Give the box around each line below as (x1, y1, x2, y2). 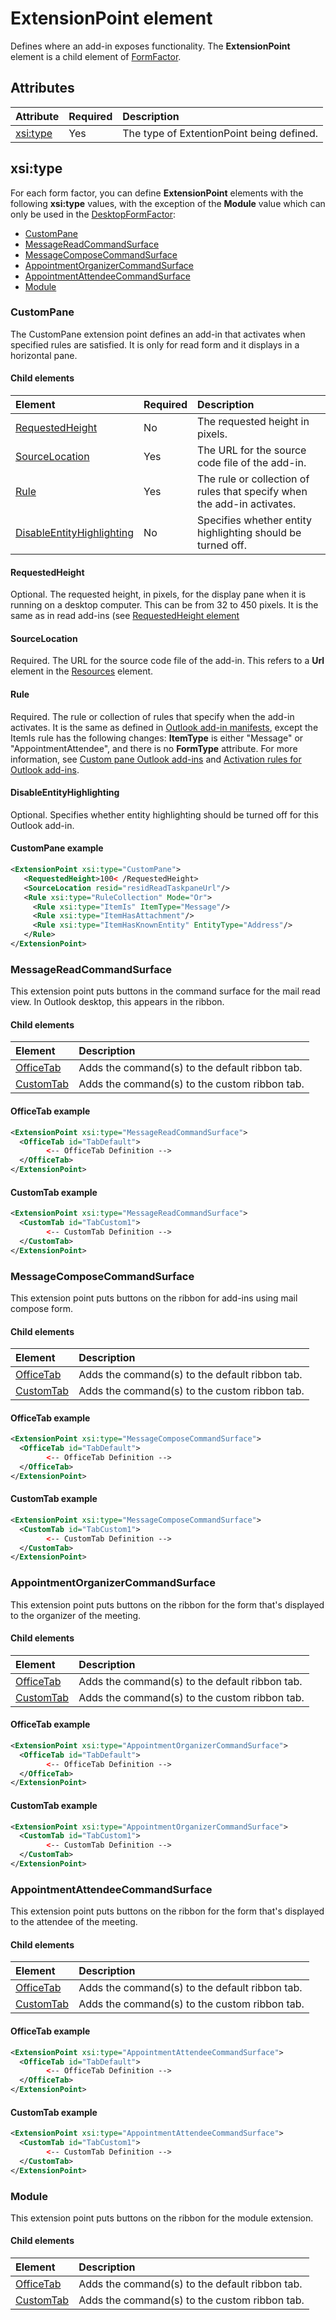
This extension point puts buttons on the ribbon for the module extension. (10, 2212, 314, 2224)
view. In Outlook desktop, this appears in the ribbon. (10, 996, 225, 1008)
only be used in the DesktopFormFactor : (10, 208, 177, 220)
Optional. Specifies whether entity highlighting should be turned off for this (10, 808, 319, 821)
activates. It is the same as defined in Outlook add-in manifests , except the (10, 721, 319, 733)
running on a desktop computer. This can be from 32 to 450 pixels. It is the (10, 599, 319, 611)
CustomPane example (10, 842, 104, 854)
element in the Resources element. (10, 665, 154, 677)
